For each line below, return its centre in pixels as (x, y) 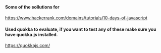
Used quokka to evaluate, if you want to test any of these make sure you (81, 29)
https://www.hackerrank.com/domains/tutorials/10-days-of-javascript (76, 18)
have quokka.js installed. (31, 34)
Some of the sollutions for (32, 7)
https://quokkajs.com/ (28, 46)
